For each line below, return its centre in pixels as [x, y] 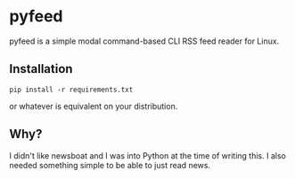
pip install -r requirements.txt [71, 89]
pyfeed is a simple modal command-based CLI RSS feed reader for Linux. [144, 41]
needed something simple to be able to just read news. [110, 165]
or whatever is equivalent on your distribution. [94, 106]
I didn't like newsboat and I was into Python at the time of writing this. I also [148, 155]
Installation [41, 69]
